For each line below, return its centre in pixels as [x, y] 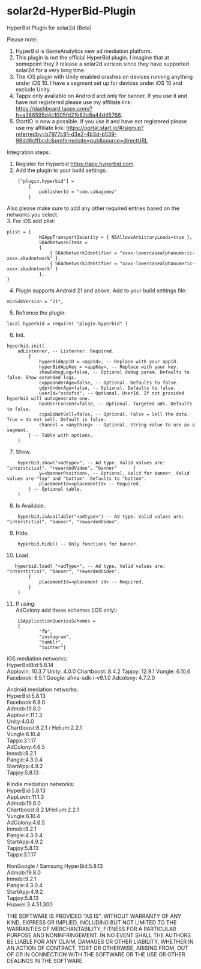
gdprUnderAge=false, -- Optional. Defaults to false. [107, 388]
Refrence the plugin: [40, 312]
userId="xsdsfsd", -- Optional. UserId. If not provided [112, 393]
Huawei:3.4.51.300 [30, 904]
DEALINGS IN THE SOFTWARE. [45, 961]
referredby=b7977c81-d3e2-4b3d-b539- [66, 134]
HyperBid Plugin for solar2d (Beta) [49, 28]
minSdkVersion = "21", [35, 301]
